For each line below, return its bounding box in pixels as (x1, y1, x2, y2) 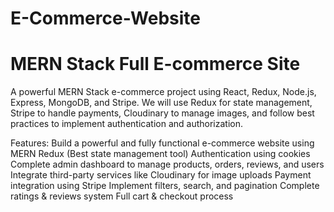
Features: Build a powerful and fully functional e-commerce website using (10, 137, 315, 149)
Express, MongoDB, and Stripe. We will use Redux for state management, (10, 97, 313, 109)
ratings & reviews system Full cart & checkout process (10, 190, 234, 202)
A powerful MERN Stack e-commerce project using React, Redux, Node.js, (10, 86, 317, 98)
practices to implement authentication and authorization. (10, 118, 243, 130)
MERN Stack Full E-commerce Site (10, 53, 301, 76)
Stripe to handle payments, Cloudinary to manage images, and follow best (10, 107, 315, 119)
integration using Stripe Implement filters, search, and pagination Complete (10, 180, 320, 192)
